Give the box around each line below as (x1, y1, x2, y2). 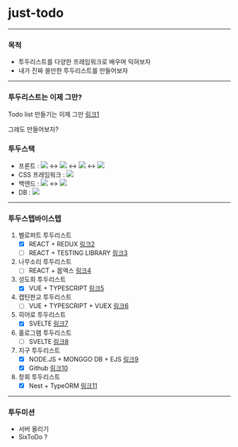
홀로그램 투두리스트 (18, 328, 72, 337)
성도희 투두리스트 (18, 275, 66, 284)
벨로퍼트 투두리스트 (18, 231, 72, 239)
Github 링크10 (28, 364, 69, 372)
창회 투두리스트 (18, 372, 61, 381)
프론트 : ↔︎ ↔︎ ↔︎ (18, 161, 96, 170)
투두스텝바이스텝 (8, 213, 62, 223)
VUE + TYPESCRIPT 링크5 (28, 284, 105, 292)
